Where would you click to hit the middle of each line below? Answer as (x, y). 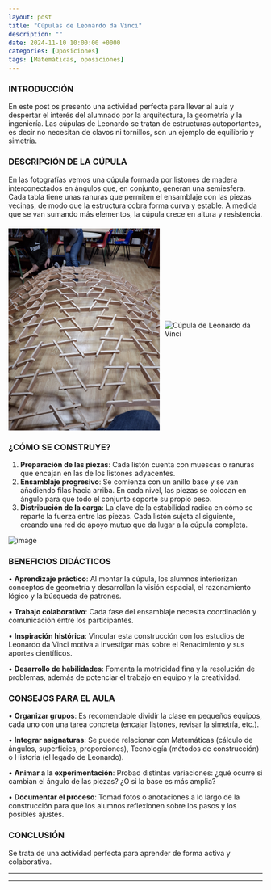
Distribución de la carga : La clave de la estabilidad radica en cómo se (136, 507)
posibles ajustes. (36, 814)
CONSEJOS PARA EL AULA (62, 698)
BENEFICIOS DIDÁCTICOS (60, 561)
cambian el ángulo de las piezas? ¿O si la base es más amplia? (112, 782)
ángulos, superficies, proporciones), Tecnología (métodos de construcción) (134, 749)
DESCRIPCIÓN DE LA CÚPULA (68, 162)
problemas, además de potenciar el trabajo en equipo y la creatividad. (125, 677)
